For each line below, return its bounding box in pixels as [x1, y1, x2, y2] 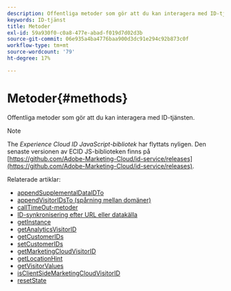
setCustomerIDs [16, 239, 63, 248]
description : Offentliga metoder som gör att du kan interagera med [7, 10, 208, 17]
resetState [16, 276, 47, 284]
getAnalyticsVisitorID [16, 225, 77, 233]
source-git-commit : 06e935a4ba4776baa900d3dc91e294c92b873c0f [7, 36, 189, 43]
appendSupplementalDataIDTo [16, 188, 104, 197]
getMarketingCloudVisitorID [16, 247, 96, 255]
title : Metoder [7, 23, 51, 30]
